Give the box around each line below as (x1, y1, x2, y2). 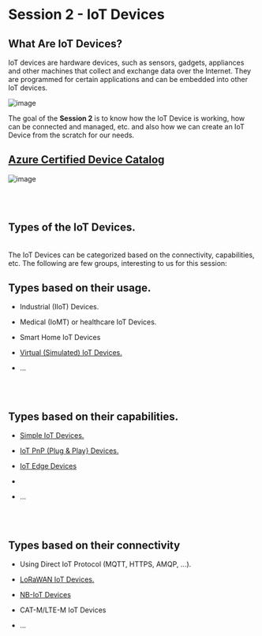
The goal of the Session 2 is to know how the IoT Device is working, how (8, 114, 245, 123)
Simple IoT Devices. (19, 431, 84, 440)
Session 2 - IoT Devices (8, 6, 165, 24)
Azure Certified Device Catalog (8, 153, 165, 166)
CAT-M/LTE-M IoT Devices (19, 605, 107, 615)
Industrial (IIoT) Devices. (19, 302, 99, 312)
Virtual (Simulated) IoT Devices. (19, 348, 122, 357)
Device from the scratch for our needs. (8, 130, 135, 140)
